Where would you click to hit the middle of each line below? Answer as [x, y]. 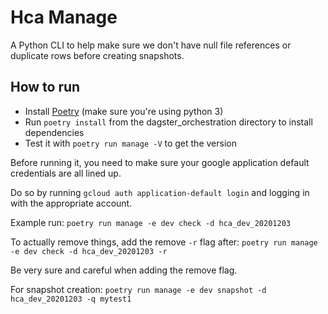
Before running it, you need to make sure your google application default [160, 162]
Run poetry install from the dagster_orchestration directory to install [168, 122]
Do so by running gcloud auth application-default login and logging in [160, 192]
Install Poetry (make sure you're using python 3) [124, 111]
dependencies [54, 132]
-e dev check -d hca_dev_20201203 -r [89, 251]
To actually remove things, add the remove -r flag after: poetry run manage [164, 242]
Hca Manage [64, 17]
